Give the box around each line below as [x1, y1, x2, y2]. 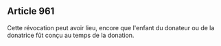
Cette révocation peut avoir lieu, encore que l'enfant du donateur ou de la [7, 23, 215, 32]
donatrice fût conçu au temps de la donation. [7, 31, 135, 39]
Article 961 [7, 5, 55, 17]
